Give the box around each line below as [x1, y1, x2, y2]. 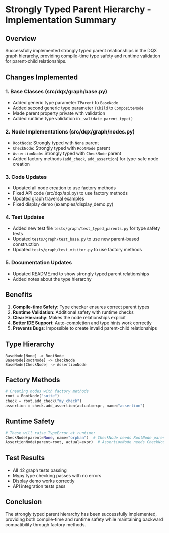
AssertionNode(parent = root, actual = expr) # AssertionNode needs [5, 440, 145, 445]
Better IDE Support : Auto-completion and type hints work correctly [12, 320, 152, 326]
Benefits [5, 291, 33, 299]
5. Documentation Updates [5, 259, 72, 266]
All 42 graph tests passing [12, 467, 67, 473]
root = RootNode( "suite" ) [5, 394, 59, 399]
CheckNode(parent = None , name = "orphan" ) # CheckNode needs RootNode [5, 435, 152, 440]
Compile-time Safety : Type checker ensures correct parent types [12, 304, 150, 310]
